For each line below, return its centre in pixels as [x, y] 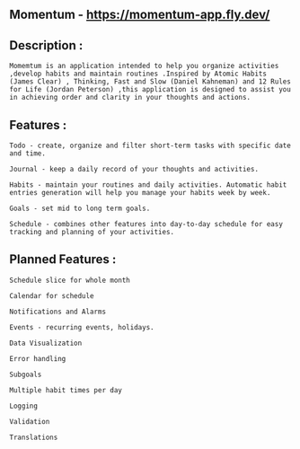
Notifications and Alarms [57, 312]
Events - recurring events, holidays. [82, 327]
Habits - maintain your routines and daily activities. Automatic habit [148, 185]
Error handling [38, 358]
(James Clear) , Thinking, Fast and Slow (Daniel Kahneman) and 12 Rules [150, 82]
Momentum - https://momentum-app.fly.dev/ [140, 15]
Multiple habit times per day [66, 390]
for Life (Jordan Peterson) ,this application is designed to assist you [150, 90]
